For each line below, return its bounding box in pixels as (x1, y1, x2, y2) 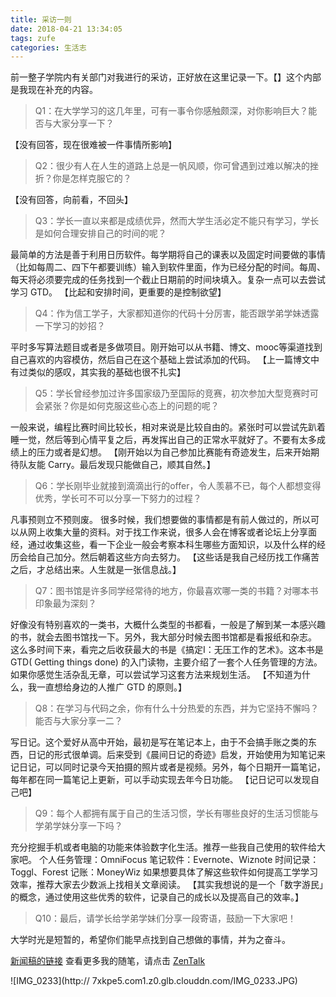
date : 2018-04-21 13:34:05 (10, 24, 123, 34)
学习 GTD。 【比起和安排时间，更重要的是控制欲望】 (10, 286, 227, 298)
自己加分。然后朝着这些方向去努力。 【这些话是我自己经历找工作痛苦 (36, 551, 320, 563)
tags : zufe (10, 33, 56, 43)
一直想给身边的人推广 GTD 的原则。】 (36, 681, 188, 693)
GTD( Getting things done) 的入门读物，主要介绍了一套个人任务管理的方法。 (10, 656, 323, 668)
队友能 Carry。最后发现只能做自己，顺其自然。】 (18, 459, 216, 471)
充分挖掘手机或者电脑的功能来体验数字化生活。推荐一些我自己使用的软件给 (10, 841, 317, 853)
